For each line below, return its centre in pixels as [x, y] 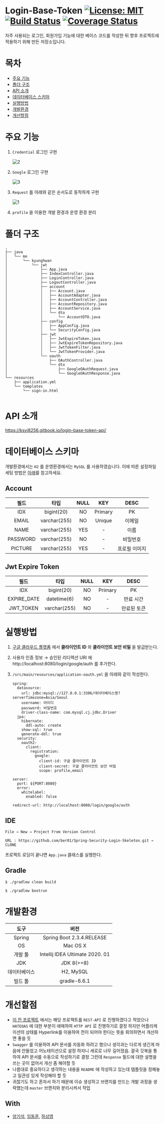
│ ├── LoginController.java [49, 278]
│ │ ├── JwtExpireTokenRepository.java [64, 343]
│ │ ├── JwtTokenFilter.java [53, 347]
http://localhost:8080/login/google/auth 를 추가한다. [64, 664]
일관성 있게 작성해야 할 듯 [42, 1075]
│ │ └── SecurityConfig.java [53, 330]
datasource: [29, 688]
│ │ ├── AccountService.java [53, 308]
